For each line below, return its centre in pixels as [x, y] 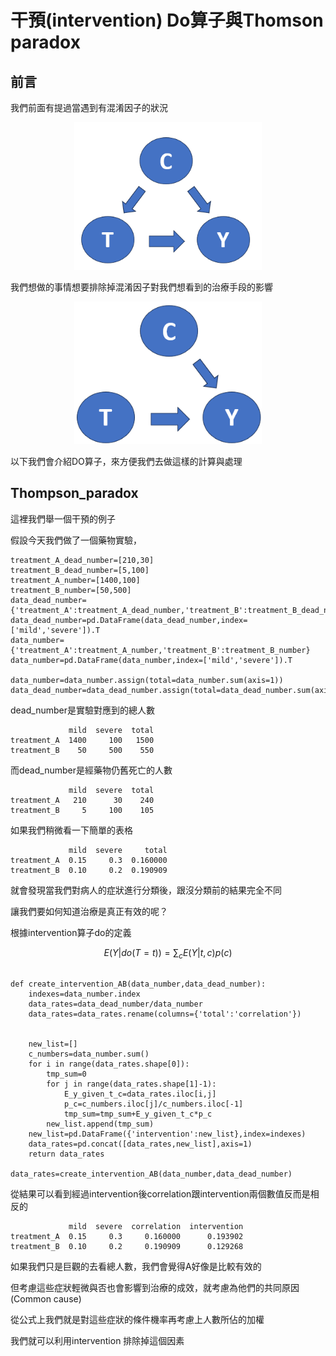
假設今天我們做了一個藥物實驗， [76, 540]
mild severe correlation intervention [156, 1227]
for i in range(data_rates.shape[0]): [109, 1064]
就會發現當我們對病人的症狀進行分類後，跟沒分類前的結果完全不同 [146, 890]
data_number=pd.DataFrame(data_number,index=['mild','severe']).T [151, 660]
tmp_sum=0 [66, 1074]
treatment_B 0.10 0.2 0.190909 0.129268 [127, 1247]
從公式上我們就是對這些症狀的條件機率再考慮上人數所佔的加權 [137, 1320]
